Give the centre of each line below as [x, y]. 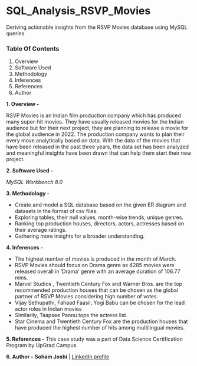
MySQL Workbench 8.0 [35, 182]
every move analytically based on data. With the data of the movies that [93, 141]
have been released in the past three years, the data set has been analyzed [98, 147]
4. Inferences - [24, 248]
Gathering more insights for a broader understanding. [80, 236]
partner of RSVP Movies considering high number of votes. [86, 297]
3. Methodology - [28, 194]
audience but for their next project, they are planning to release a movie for [97, 128]
